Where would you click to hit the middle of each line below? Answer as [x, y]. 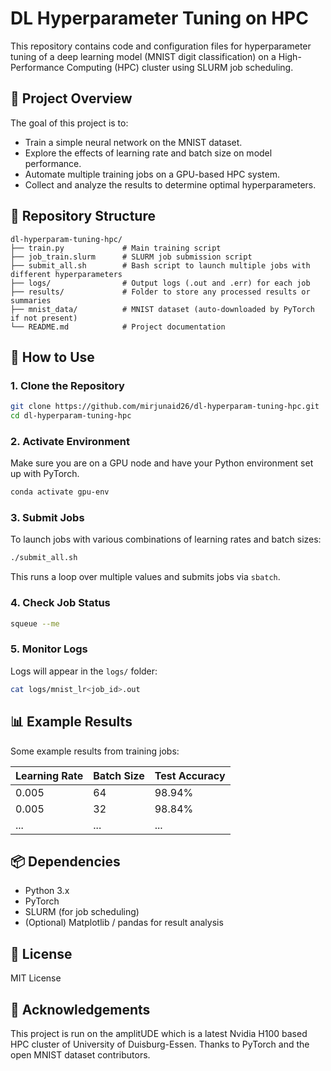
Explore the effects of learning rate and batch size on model [148, 153]
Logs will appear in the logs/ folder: [84, 671]
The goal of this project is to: [69, 123]
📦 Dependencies [65, 861]
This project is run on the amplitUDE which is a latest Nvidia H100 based [159, 1033]
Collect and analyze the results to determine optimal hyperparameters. [170, 184]
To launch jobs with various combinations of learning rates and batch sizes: [166, 539]
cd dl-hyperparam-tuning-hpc [71, 416]
